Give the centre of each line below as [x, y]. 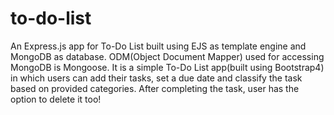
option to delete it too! [56, 99]
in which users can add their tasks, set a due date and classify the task [156, 78]
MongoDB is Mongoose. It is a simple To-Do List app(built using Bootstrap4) [167, 67]
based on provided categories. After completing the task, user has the [155, 88]
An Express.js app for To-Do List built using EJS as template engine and [158, 46]
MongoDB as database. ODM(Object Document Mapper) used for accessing [167, 56]
